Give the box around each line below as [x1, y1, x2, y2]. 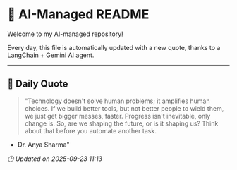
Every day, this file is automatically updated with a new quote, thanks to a [7, 43, 221, 51]
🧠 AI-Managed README [7, 6, 150, 23]
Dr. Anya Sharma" [17, 140, 70, 149]
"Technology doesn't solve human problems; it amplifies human [24, 97, 210, 105]
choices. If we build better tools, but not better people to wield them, [24, 104, 224, 112]
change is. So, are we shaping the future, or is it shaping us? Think [24, 119, 219, 128]
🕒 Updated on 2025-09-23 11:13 [7, 154, 102, 163]
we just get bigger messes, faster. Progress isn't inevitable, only [24, 111, 211, 120]
